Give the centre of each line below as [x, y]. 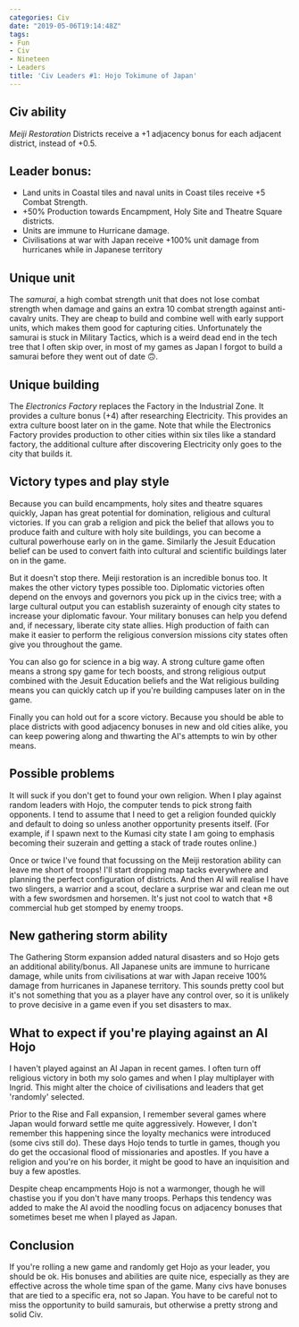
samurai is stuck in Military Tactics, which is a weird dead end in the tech [144, 337]
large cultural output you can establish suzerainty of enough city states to [145, 606]
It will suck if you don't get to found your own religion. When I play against [145, 795]
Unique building [54, 384]
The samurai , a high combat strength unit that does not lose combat [135, 300]
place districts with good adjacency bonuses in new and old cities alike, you [149, 727]
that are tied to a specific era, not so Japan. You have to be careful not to [144, 1296]
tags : [19, 34]
